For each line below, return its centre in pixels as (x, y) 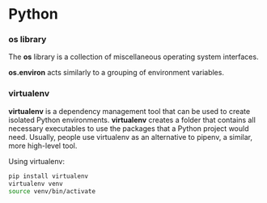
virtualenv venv (36, 184)
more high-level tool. (43, 146)
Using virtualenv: (36, 161)
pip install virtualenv (49, 176)
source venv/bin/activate (52, 191)
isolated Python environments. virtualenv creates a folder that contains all (132, 120)
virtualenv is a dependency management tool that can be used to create (129, 111)
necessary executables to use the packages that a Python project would (129, 128)
